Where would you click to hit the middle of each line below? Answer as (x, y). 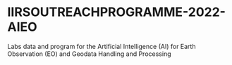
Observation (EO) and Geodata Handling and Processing (89, 54)
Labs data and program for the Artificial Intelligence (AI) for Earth (102, 46)
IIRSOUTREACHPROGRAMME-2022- (116, 12)
